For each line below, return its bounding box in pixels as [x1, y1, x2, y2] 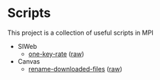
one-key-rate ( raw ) [28, 50, 85, 58]
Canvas [17, 57, 41, 65]
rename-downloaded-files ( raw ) [28, 64, 123, 73]
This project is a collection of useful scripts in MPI [7, 28, 154, 37]
